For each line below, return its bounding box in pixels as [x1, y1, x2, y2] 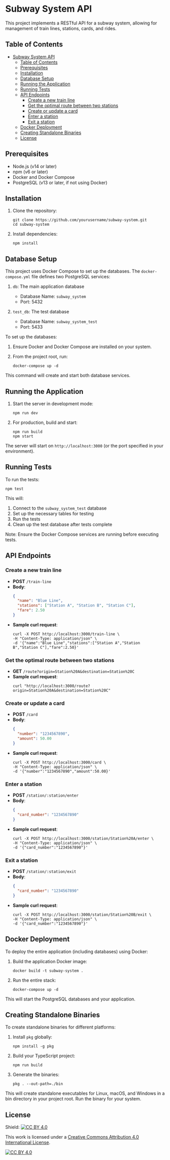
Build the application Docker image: [12, 958, 87, 964]
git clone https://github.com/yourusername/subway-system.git [12, 218, 147, 223]
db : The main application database [12, 283, 85, 289]
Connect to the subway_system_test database [12, 505, 107, 511]
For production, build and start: [12, 419, 78, 426]
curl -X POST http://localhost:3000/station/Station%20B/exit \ [12, 912, 152, 917]
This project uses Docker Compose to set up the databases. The [5, 268, 141, 274]
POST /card [12, 711, 38, 718]
